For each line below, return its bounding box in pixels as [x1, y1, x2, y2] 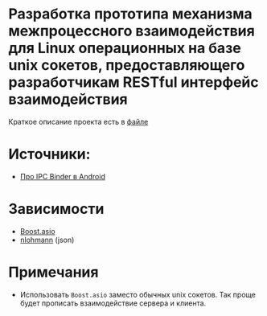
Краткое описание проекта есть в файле [8, 117, 149, 126]
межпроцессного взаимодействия [8, 22, 255, 40]
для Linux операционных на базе [8, 39, 241, 57]
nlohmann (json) [19, 235, 75, 244]
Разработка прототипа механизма [8, 5, 253, 23]
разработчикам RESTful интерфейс [8, 73, 259, 92]
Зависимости [8, 200, 105, 218]
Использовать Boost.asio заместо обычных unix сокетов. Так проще [19, 289, 256, 299]
